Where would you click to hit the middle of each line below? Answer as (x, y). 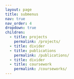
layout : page (18, 10)
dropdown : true (21, 28)
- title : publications (33, 51)
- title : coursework (31, 64)
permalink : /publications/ (42, 55)
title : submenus (22, 14)
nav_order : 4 (18, 23)
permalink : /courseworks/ (41, 69)
